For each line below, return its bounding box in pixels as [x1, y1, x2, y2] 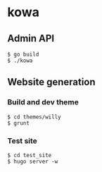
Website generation [7, 76, 96, 88]
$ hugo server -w [7, 158, 58, 165]
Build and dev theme [7, 97, 79, 107]
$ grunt [7, 119, 30, 127]
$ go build [7, 51, 39, 58]
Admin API [7, 32, 55, 44]
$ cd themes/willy [7, 113, 61, 121]
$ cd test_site [7, 152, 52, 159]
